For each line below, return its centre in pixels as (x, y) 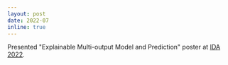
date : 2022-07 (28, 20)
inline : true (27, 27)
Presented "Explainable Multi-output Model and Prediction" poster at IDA (114, 47)
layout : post (27, 14)
